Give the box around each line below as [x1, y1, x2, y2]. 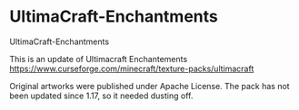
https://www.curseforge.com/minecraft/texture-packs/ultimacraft [9, 63, 254, 74]
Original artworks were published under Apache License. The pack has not [9, 80, 290, 91]
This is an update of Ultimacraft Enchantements [9, 53, 188, 64]
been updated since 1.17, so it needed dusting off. [9, 90, 194, 101]
